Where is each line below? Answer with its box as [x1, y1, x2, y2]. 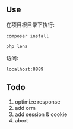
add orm [14, 104, 36, 111]
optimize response [14, 98, 61, 105]
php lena [6, 43, 28, 49]
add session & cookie [14, 111, 68, 118]
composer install [6, 33, 49, 39]
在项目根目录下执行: [6, 21, 55, 28]
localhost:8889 [6, 66, 44, 72]
